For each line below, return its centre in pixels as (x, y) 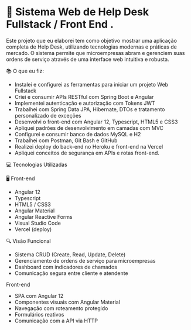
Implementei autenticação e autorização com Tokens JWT (85, 103)
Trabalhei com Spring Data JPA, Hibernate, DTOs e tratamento (90, 109)
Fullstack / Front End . (60, 24)
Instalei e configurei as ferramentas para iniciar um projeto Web (91, 84)
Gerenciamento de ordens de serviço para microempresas (85, 260)
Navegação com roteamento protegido (61, 308)
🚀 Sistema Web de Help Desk (78, 12)
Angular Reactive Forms (43, 216)
